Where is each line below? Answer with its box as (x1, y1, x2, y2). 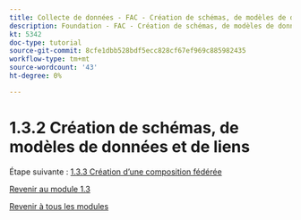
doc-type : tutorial (9, 38, 82, 47)
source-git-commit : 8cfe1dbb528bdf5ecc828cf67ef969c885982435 (9, 47, 246, 55)
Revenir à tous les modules (9, 200, 109, 211)
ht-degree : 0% (9, 72, 63, 80)
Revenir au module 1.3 (9, 183, 91, 194)
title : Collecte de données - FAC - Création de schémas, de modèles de (9, 13, 287, 22)
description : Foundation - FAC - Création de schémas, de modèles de (9, 21, 275, 30)
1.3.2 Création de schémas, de (9, 117, 239, 138)
